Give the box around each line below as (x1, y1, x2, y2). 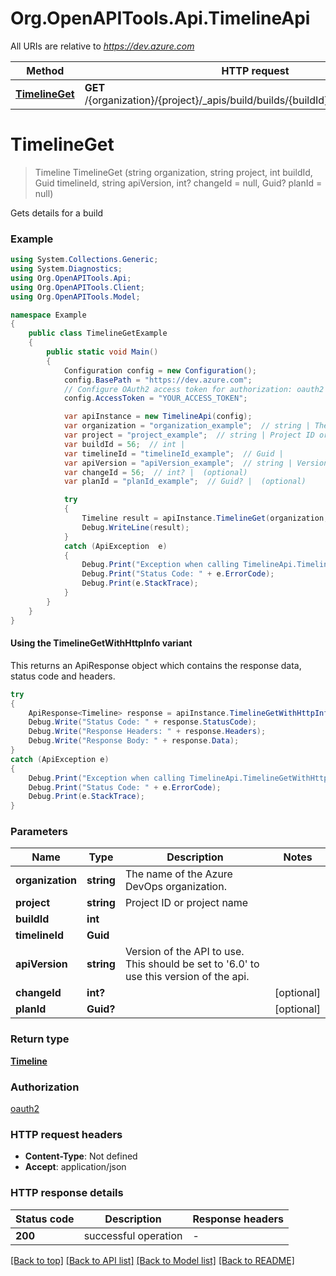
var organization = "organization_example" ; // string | (63, 421, 311, 431)
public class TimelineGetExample (28, 328, 168, 339)
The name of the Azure (124, 867, 233, 881)
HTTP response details (10, 1186, 124, 1200)
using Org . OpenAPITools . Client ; (10, 282, 145, 292)
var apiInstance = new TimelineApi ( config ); (63, 412, 253, 422)
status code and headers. (10, 670, 116, 682)
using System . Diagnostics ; (10, 264, 123, 274)
